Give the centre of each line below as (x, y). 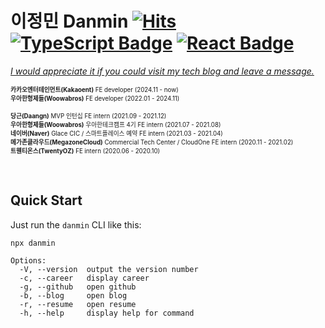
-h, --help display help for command (107, 313)
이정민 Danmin (69, 21)
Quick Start (46, 200)
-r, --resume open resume (78, 304)
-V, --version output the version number (109, 269)
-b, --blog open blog (73, 295)
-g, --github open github (78, 287)
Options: (28, 260)
